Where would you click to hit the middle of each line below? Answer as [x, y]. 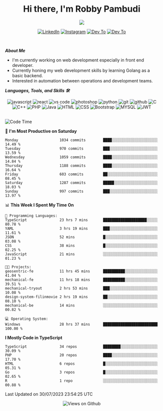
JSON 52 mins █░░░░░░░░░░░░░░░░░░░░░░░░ [81, 237]
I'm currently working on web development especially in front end [78, 60]
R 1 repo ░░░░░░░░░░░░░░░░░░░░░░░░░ [81, 381]
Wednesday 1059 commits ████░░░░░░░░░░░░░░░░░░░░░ [81, 157]
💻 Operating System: [27, 319]
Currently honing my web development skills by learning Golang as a [81, 70]
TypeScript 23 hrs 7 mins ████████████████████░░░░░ [81, 220]
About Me [15, 50]
